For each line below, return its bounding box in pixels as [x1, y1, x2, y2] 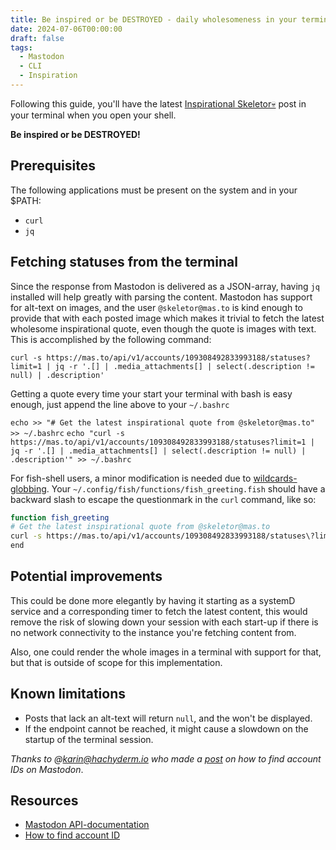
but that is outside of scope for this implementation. [10, 656, 223, 668]
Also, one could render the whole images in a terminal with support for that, [10, 646, 322, 658]
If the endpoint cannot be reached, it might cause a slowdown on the [24, 722, 309, 735]
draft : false [10, 33, 65, 43]
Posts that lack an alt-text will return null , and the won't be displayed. [24, 712, 313, 724]
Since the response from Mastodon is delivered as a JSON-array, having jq [10, 280, 320, 292]
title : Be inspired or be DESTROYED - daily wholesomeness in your [10, 14, 298, 25]
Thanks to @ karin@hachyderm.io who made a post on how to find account [10, 752, 322, 765]
